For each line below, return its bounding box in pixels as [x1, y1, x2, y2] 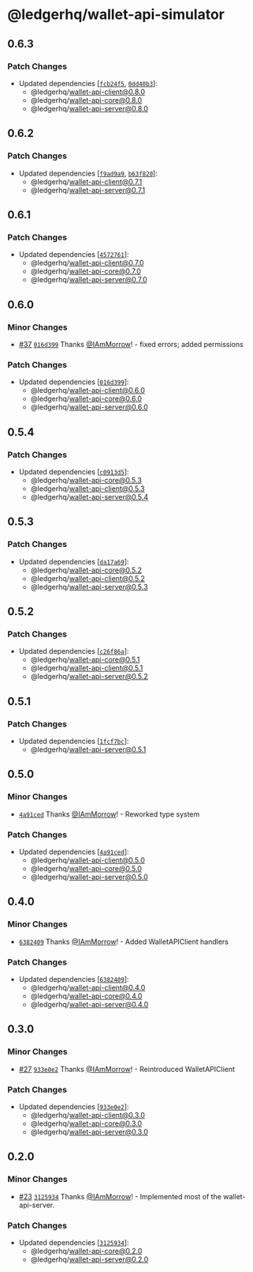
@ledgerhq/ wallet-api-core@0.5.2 [30, 565, 143, 575]
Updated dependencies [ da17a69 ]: [18, 557, 129, 566]
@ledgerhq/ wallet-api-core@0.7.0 [30, 266, 141, 276]
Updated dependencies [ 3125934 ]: [18, 1237, 129, 1247]
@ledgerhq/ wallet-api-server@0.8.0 [30, 104, 149, 113]
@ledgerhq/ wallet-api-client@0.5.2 [30, 573, 145, 583]
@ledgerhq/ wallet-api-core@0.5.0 [30, 863, 143, 873]
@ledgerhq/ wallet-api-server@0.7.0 [30, 275, 147, 285]
